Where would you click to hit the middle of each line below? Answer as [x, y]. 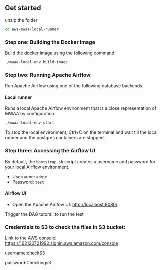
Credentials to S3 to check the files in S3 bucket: [65, 227]
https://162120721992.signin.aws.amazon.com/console [62, 243]
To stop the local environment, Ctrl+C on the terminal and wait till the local [81, 132]
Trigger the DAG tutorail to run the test [44, 214]
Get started [23, 8]
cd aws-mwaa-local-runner [32, 29]
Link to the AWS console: [31, 238]
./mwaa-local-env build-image [37, 62]
